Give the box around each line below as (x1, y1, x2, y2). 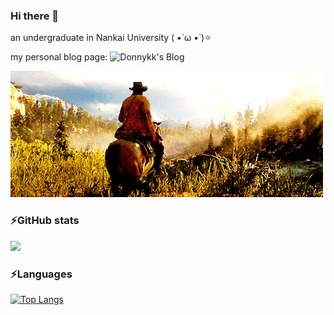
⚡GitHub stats (10, 214, 80, 228)
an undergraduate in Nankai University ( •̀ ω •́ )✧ (10, 32, 212, 44)
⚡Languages (10, 267, 73, 281)
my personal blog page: (10, 51, 108, 63)
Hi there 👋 (10, 9, 60, 23)
